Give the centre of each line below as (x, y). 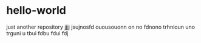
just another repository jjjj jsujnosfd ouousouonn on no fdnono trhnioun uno (101, 27)
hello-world (36, 10)
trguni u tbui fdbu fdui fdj (37, 33)
